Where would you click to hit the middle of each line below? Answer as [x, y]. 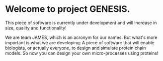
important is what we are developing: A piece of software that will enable [80, 42]
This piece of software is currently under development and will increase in [81, 23]
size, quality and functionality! [36, 28]
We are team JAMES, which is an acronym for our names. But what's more [81, 37]
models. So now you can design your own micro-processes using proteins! [82, 53]
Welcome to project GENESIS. [68, 9]
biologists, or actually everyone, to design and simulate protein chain [76, 48]
